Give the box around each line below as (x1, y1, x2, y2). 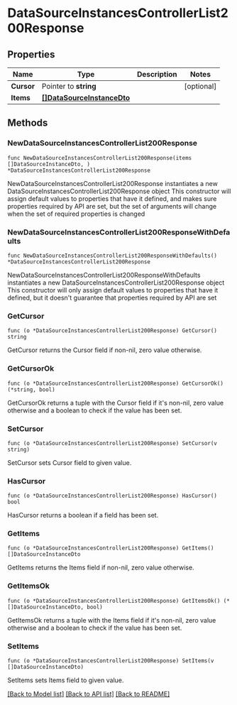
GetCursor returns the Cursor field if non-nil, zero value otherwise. (7, 346, 202, 354)
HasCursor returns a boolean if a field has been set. (7, 511, 159, 520)
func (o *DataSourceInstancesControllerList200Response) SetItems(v (7, 657, 214, 665)
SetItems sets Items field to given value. (7, 676, 124, 684)
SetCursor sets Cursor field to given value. (7, 458, 132, 466)
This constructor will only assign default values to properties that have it (7, 285, 219, 294)
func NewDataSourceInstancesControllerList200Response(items (7, 154, 192, 161)
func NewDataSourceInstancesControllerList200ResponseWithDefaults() (7, 252, 218, 259)
